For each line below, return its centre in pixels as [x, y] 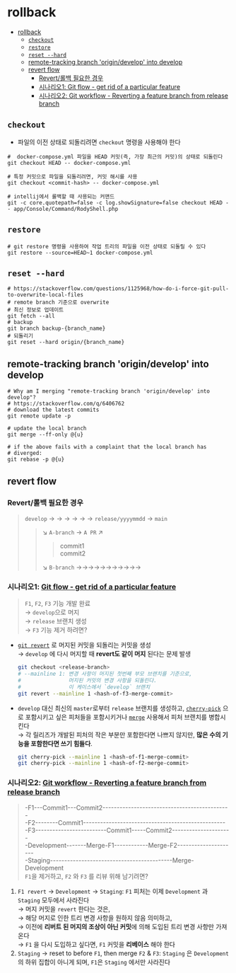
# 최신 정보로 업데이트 [36, 310]
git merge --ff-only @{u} [45, 435]
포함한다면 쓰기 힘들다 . [62, 743]
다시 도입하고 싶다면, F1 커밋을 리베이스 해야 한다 [108, 944]
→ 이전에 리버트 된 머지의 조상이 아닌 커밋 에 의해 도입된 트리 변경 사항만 [116, 926]
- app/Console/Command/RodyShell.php [63, 209]
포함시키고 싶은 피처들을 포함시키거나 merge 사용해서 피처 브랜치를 [116, 717]
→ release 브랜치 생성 [55, 621]
